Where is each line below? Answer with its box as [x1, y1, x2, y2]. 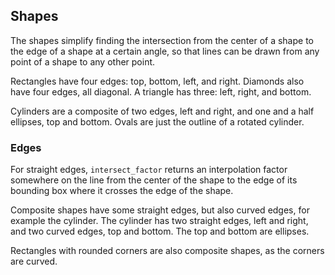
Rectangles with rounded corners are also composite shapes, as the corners [10, 245, 325, 257]
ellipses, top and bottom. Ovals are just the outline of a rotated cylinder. [10, 115, 305, 128]
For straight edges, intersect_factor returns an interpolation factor [10, 164, 288, 176]
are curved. [10, 255, 58, 268]
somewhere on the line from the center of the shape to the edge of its [10, 174, 298, 186]
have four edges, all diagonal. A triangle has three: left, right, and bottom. [10, 85, 312, 98]
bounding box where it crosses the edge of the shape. [10, 185, 234, 197]
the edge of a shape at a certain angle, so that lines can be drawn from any [10, 45, 320, 57]
